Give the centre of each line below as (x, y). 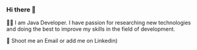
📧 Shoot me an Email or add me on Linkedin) (62, 41)
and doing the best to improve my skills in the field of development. (91, 29)
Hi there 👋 (21, 10)
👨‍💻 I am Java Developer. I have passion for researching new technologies (99, 23)
